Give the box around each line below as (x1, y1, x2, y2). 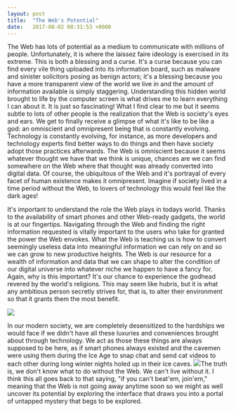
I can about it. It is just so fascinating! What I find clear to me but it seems (7, 102, 220, 111)
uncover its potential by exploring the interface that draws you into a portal (7, 390, 223, 398)
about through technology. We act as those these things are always (7, 336, 202, 345)
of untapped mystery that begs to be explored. (7, 397, 143, 406)
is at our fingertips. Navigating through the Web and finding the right (7, 220, 206, 229)
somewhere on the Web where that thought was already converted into (7, 162, 214, 171)
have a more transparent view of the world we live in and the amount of (7, 80, 214, 88)
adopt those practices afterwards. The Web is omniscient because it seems (7, 147, 226, 155)
